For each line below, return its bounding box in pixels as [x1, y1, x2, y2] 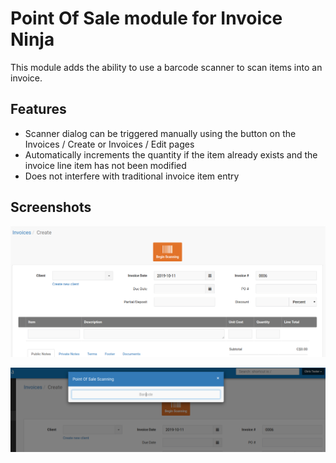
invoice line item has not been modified [24, 159, 187, 171]
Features [10, 101, 67, 118]
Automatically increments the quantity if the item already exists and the [24, 148, 318, 161]
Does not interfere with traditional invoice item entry [24, 170, 240, 182]
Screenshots [10, 199, 92, 216]
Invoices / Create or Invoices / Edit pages [24, 138, 195, 150]
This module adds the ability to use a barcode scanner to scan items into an [10, 61, 323, 73]
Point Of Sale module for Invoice [10, 7, 283, 30]
